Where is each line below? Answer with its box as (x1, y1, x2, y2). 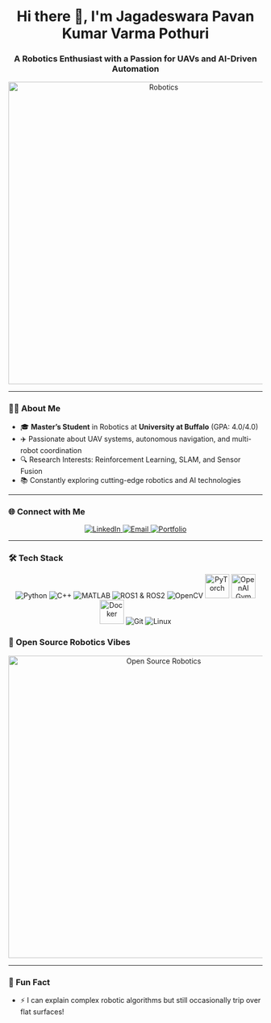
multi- (231, 434, 252, 443)
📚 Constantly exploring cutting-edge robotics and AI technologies (19, 475, 241, 484)
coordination (40, 445, 82, 455)
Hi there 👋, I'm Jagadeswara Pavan (16, 7, 255, 26)
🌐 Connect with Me (8, 505, 86, 517)
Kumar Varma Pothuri (61, 24, 210, 43)
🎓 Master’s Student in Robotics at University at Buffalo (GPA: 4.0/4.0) (19, 422, 259, 431)
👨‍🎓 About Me (8, 403, 60, 414)
